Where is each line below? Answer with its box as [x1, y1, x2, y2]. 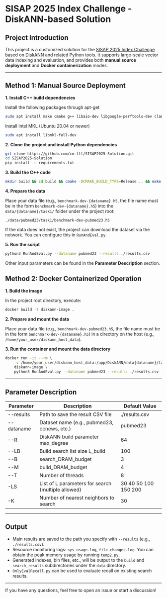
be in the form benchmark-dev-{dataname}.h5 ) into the [5, 203, 113, 209]
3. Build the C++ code [5, 170, 51, 176]
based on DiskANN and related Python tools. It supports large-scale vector [5, 52, 159, 58]
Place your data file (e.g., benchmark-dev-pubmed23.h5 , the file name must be [5, 325, 161, 331]
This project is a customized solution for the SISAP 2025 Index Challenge [5, 47, 155, 52]
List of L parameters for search [39, 480, 112, 487]
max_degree [39, 439, 69, 446]
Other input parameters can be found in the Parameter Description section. [5, 260, 161, 266]
